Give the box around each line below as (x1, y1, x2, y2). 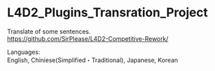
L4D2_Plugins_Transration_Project (7, 5, 208, 20)
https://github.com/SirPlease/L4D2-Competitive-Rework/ (7, 34, 169, 42)
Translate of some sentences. (7, 27, 91, 35)
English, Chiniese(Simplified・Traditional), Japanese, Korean (7, 56, 178, 64)
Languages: (7, 48, 40, 56)
